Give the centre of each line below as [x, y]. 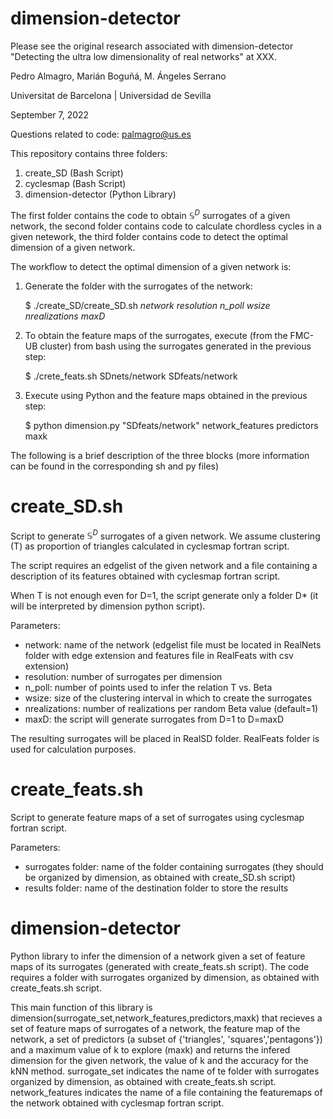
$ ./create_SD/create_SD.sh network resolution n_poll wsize [147, 305]
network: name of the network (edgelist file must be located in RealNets [173, 645]
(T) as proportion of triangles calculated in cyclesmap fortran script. [150, 546]
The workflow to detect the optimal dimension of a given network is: [151, 266]
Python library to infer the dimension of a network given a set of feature [158, 956]
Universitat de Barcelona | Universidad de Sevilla [111, 95]
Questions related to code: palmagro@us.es [101, 134]
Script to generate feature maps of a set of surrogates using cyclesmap [157, 818]
